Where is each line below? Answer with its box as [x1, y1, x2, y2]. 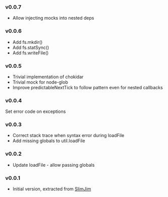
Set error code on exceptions [5, 108, 66, 114]
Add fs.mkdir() [12, 39, 43, 45]
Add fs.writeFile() [12, 49, 49, 56]
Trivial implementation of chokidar [12, 74, 84, 80]
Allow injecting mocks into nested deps [12, 15, 94, 21]
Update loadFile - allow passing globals [12, 162, 95, 168]
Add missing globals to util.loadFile [12, 138, 85, 144]
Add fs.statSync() [12, 44, 49, 50]
